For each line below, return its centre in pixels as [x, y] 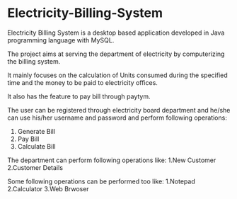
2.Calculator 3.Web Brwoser [48, 188]
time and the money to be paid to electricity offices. [82, 82]
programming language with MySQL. [61, 40]
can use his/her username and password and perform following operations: [117, 118]
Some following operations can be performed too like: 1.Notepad [102, 181]
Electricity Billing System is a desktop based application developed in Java [116, 33]
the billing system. [34, 61]
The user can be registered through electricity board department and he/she [119, 110]
